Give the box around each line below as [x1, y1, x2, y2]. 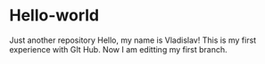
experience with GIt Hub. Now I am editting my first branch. [9, 44, 228, 54]
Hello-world [9, 5, 100, 26]
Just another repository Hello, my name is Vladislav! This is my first [9, 35, 257, 45]
